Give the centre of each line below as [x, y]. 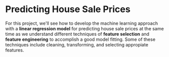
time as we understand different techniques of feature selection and [77, 34]
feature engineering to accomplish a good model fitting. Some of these [80, 39]
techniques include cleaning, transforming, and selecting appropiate [77, 44]
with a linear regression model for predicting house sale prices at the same [84, 28]
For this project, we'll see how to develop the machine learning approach [82, 23]
